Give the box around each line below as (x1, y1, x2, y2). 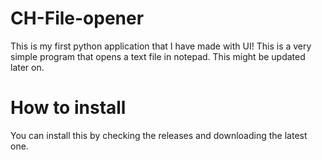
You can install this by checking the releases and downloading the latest (10, 129, 308, 141)
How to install (10, 97, 127, 119)
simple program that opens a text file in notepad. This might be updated (10, 50, 306, 62)
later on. (10, 61, 45, 73)
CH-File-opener (10, 7, 145, 30)
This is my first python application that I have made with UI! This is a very (10, 40, 312, 52)
